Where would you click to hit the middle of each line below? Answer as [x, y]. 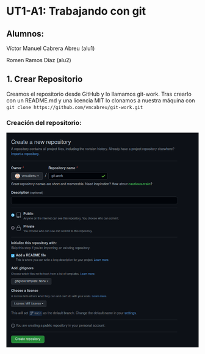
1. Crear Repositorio [45, 80]
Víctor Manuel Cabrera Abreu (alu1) [51, 48]
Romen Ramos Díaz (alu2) [39, 60]
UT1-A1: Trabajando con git [76, 11]
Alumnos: [25, 34]
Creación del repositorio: [44, 122]
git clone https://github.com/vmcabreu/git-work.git [75, 107]
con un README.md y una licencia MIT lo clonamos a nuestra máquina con [101, 100]
